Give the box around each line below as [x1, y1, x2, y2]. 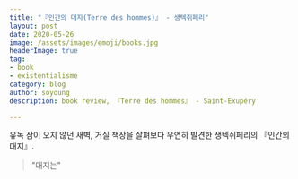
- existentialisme [9, 72, 78, 81]
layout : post [9, 21, 58, 30]
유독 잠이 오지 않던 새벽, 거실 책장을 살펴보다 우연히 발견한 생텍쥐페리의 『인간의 [9, 130, 290, 141]
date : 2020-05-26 [9, 30, 74, 38]
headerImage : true [9, 47, 78, 55]
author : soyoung [9, 88, 70, 97]
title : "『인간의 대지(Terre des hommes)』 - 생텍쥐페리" [9, 13, 209, 22]
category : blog [9, 80, 66, 89]
